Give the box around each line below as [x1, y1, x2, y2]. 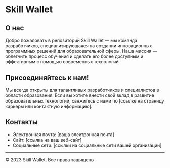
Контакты [5, 118, 38, 126]
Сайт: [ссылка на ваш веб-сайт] [12, 137, 82, 143]
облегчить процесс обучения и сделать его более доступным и [5, 53, 144, 59]
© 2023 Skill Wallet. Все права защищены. [5, 156, 96, 163]
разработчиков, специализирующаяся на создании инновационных [5, 43, 152, 49]
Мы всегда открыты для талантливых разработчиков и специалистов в [5, 87, 159, 93]
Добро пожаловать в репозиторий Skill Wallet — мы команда [5, 37, 138, 43]
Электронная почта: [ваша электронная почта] [12, 131, 115, 138]
